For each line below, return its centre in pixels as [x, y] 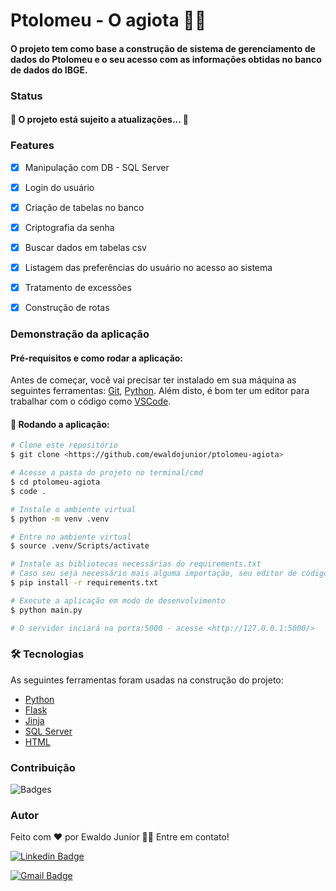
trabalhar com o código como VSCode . [91, 401]
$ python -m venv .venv [60, 519]
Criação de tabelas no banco [84, 207]
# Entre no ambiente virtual [71, 537]
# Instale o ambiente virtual [73, 509]
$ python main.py [46, 610]
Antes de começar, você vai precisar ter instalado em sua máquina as [153, 380]
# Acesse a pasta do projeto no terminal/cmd [106, 473]
